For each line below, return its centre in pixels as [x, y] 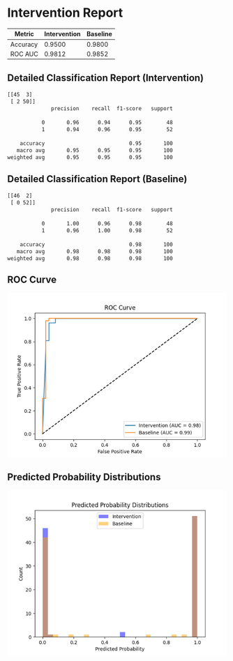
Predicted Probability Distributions [84, 477]
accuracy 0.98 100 [96, 245]
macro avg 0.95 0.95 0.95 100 [95, 151]
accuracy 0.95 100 [96, 144]
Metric [24, 34]
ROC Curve [32, 280]
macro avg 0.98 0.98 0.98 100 [95, 252]
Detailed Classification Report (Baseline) [97, 179]
